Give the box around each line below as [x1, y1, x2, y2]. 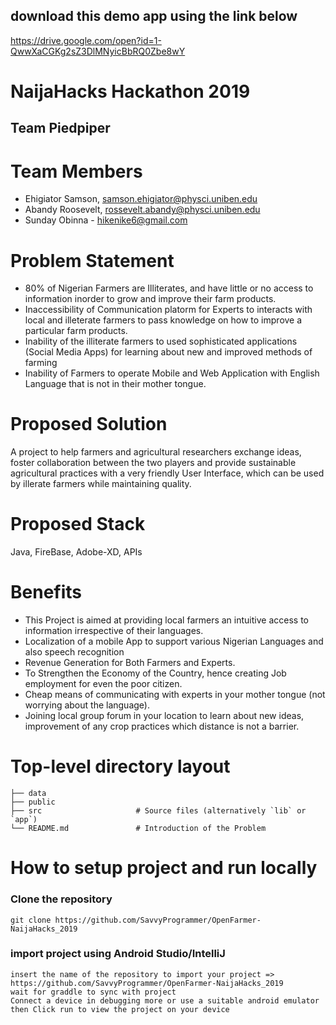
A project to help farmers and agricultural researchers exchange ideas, [10, 446, 302, 458]
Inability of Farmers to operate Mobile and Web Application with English [24, 367, 320, 379]
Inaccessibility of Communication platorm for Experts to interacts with [24, 304, 313, 316]
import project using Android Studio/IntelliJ [10, 947, 226, 961]
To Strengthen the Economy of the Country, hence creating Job [24, 667, 287, 679]
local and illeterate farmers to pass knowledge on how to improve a [24, 314, 303, 326]
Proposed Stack [10, 513, 146, 536]
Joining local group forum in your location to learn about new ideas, [24, 710, 305, 722]
